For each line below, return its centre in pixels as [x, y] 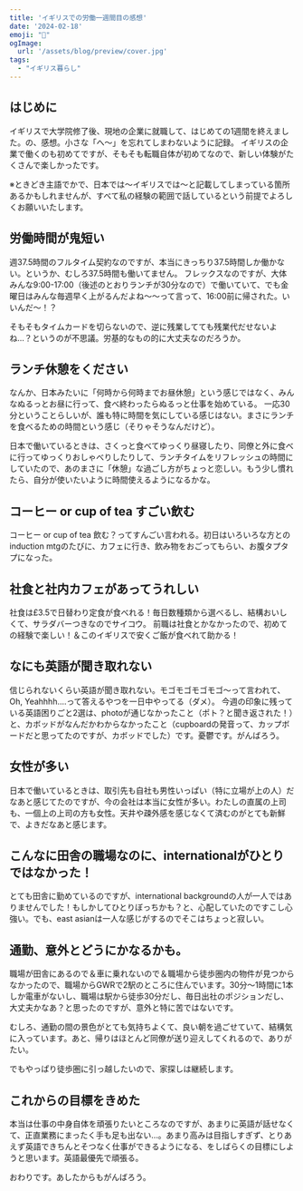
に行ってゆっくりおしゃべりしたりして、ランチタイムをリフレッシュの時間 [147, 457]
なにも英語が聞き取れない [80, 666]
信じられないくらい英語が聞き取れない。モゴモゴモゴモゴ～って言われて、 [147, 689]
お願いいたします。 [52, 207]
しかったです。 [76, 165]
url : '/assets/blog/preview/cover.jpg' [93, 52]
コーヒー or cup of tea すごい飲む [102, 511]
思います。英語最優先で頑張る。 [84, 1158]
